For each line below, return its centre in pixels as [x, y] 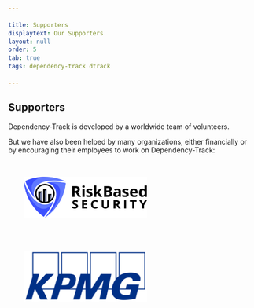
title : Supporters [38, 25]
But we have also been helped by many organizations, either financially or [128, 141]
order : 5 [22, 50]
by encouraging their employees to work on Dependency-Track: [112, 150]
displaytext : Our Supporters [56, 33]
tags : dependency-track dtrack [59, 67]
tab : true [24, 58]
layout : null [29, 42]
